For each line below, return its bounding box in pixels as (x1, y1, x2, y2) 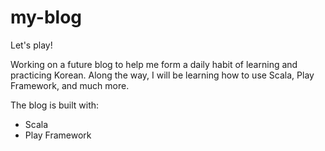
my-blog (10, 6, 83, 29)
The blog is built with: (10, 99, 100, 111)
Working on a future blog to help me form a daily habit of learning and (10, 58, 298, 70)
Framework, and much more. (10, 79, 130, 91)
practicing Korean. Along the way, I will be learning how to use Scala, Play (10, 69, 315, 81)
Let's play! (10, 39, 53, 51)
